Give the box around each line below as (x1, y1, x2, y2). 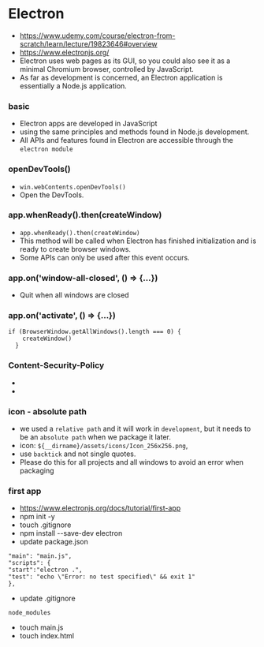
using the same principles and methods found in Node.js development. (19, 127, 250, 137)
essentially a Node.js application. (19, 80, 128, 91)
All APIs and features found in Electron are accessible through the (19, 136, 234, 145)
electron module (19, 145, 73, 154)
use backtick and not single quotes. (19, 449, 136, 458)
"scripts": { (8, 559, 51, 567)
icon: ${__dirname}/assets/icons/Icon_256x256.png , (19, 441, 188, 451)
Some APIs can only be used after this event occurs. (19, 252, 191, 262)
